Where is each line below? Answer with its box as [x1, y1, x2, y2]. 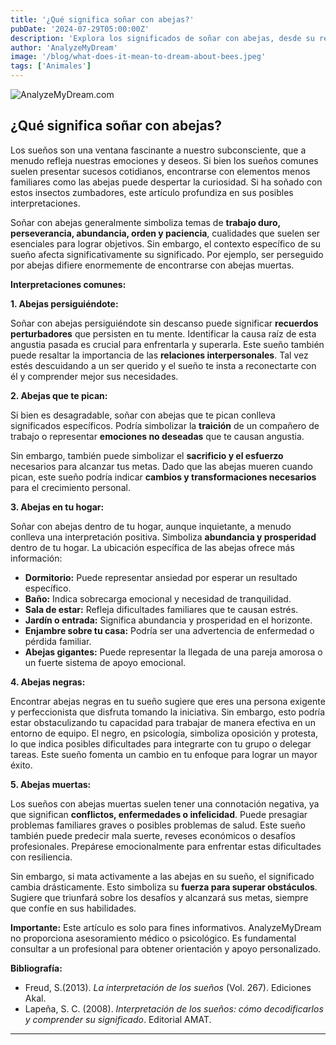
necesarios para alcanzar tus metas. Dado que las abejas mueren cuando [10, 460, 313, 472]
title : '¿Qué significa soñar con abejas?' [10, 14, 195, 25]
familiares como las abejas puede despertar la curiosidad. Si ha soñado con [10, 176, 323, 188]
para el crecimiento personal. [10, 481, 131, 493]
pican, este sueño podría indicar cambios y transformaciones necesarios [10, 471, 317, 483]
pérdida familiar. [24, 635, 92, 647]
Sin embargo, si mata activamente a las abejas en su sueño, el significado [10, 870, 315, 882]
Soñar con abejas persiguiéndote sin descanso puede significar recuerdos [10, 317, 319, 329]
